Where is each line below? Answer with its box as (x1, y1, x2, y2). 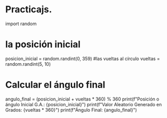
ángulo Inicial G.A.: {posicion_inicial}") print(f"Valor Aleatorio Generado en (5, 101, 162, 107)
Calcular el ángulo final (5, 79, 106, 91)
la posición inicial (5, 38, 81, 50)
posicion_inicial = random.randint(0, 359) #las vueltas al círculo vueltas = (5, 55, 160, 62)
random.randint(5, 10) (5, 61, 51, 67)
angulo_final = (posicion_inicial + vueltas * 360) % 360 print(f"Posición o (5, 96, 160, 102)
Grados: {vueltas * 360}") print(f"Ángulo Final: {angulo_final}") (5, 107, 137, 113)
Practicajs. (5, 4, 52, 15)
